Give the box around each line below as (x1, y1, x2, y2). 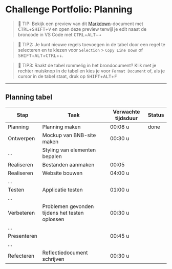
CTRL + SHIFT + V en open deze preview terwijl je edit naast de (17, 26, 147, 32)
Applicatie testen (42, 186, 83, 193)
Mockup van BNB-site (42, 131, 96, 139)
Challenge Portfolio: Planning (5, 4, 133, 15)
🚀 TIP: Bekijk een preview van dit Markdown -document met (17, 21, 143, 27)
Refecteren (8, 252, 35, 259)
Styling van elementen (42, 146, 96, 153)
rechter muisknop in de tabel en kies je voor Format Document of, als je (17, 68, 165, 74)
